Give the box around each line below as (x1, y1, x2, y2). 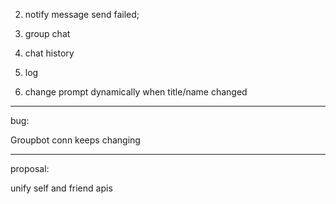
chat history (24, 47, 75, 59)
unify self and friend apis (10, 182, 113, 194)
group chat (24, 28, 71, 39)
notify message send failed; (24, 9, 140, 20)
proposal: (10, 163, 50, 174)
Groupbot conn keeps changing (10, 134, 141, 146)
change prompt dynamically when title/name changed (24, 86, 248, 98)
